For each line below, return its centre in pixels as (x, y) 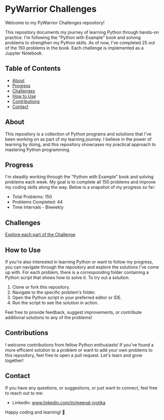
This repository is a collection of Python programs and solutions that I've (78, 134)
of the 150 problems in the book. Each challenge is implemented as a (74, 48)
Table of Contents (33, 69)
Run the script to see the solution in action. (55, 303)
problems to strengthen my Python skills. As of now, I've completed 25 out (80, 42)
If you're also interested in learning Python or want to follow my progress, (79, 262)
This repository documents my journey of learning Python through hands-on (82, 32)
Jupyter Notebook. (24, 53)
